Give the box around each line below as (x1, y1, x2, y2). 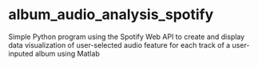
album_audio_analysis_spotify (8, 6, 214, 24)
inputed (8, 49, 34, 58)
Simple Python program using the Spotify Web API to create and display (8, 32, 245, 41)
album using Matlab (34, 49, 100, 58)
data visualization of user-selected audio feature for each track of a (8, 40, 231, 49)
